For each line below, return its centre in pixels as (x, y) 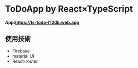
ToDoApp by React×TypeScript (69, 9)
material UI (23, 56)
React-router (25, 61)
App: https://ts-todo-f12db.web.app (42, 22)
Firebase (21, 51)
